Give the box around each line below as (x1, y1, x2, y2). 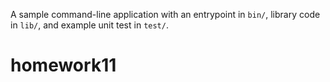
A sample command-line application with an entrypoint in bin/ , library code (10, 9, 321, 20)
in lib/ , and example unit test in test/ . (10, 19, 169, 31)
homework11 (10, 54, 117, 77)
